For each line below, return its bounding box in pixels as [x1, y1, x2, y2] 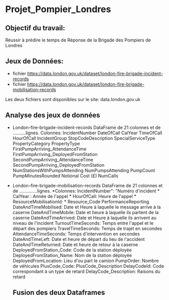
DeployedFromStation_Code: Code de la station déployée [12, 246, 132, 253]
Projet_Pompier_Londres [5, 4, 111, 15]
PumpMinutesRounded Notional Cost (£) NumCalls [12, 173, 118, 179]
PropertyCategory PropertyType [12, 140, 80, 146]
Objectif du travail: [5, 24, 65, 32]
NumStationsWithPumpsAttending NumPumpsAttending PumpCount [12, 167, 155, 173]
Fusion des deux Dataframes [12, 288, 105, 297]
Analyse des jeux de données [5, 111, 100, 120]
